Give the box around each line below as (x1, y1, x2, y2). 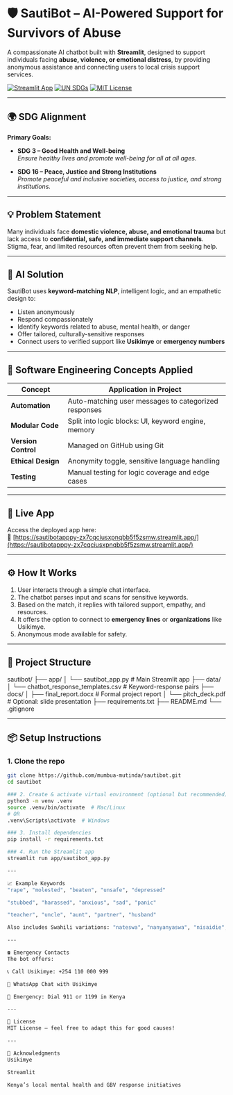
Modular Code (10, 421, 59, 431)
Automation (10, 401, 51, 411)
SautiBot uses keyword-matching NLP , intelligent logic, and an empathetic (7, 287, 222, 295)
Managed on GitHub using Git (67, 441, 164, 450)
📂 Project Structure (7, 657, 92, 668)
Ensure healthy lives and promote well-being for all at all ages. (17, 154, 197, 162)
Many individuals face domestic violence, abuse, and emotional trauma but (7, 227, 226, 236)
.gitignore (7, 705, 35, 713)
